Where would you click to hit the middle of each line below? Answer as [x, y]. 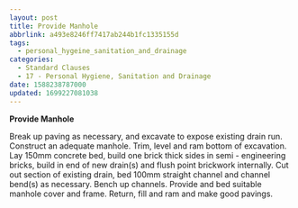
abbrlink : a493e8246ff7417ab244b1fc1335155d [94, 34]
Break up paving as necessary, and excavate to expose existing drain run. [146, 136]
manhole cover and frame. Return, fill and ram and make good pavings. [141, 194]
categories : [32, 59]
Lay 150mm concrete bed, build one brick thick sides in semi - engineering [148, 155]
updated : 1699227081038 [54, 93]
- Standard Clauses [54, 68]
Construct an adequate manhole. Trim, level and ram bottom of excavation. [148, 146]
